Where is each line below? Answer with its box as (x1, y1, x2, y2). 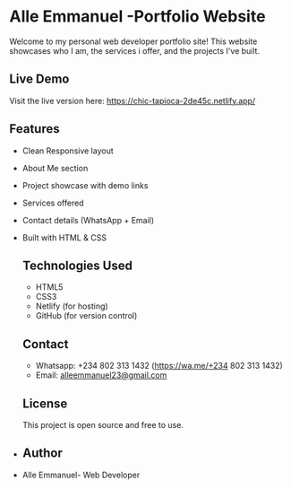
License (21, 396, 68, 411)
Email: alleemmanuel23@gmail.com (35, 370, 167, 380)
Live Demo (9, 72, 70, 87)
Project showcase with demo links (21, 179, 149, 190)
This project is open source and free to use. (21, 420, 184, 430)
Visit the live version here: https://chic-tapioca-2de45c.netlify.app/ (9, 95, 256, 106)
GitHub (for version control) (35, 310, 138, 321)
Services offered (21, 197, 84, 208)
